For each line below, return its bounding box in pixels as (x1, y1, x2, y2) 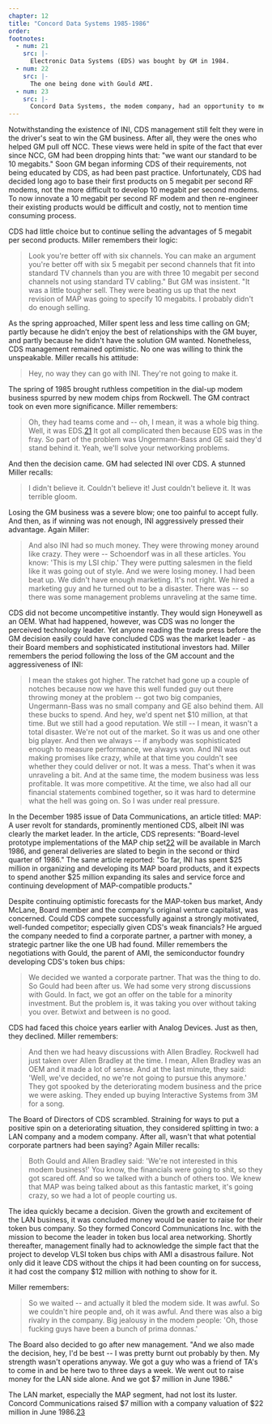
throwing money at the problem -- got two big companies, (28, 693, 223, 703)
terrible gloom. (28, 492, 78, 501)
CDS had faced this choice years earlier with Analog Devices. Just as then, (8, 1023, 258, 1033)
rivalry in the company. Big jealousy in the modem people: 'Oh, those (28, 1315, 259, 1325)
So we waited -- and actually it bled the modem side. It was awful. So (28, 1298, 261, 1308)
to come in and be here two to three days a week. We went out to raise (8, 1366, 244, 1375)
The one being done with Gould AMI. (29, 80, 154, 88)
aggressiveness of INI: (8, 660, 83, 669)
